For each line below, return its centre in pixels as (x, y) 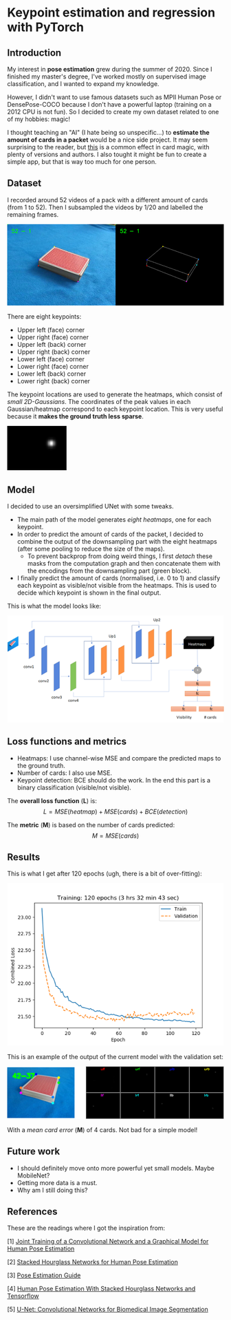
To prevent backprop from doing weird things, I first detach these (120, 556)
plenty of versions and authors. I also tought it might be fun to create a (107, 154)
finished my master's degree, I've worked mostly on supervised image (107, 76)
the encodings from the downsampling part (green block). (109, 571)
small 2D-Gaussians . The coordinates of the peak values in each (99, 401)
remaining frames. (33, 214)
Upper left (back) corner (52, 344)
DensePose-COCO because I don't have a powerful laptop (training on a (109, 104)
